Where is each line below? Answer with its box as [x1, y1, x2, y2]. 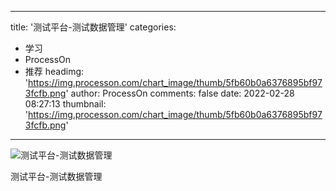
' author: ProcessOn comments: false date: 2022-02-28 [65, 87, 295, 99]
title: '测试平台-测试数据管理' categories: [10, 21, 177, 33]
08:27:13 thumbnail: [24, 98, 107, 110]
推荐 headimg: [24, 66, 85, 77]
